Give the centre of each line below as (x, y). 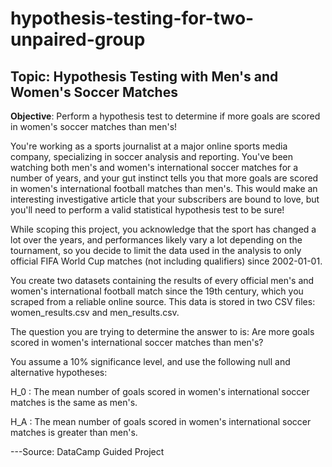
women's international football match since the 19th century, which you (157, 291)
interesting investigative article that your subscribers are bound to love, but (165, 199)
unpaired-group (78, 39)
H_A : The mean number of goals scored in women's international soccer (161, 421)
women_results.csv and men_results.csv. (95, 312)
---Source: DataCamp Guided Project (87, 451)
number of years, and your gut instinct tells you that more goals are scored (164, 178)
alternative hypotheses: (59, 372)
